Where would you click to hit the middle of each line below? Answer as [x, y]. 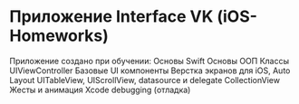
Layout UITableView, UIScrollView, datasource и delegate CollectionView [145, 80]
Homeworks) [59, 36]
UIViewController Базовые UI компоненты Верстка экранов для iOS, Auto [150, 71]
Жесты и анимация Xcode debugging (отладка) [100, 90]
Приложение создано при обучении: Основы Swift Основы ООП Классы [149, 61]
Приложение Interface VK [111, 17]
